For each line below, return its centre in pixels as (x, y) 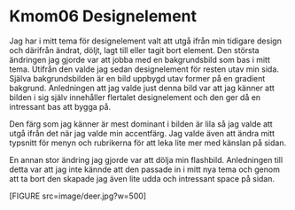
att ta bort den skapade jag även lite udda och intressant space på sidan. (142, 178)
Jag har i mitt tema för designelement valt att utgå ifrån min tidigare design (145, 41)
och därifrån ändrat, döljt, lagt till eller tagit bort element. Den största (134, 50)
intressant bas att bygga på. (60, 106)
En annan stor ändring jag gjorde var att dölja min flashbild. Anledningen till (146, 159)
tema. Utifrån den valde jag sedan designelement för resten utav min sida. (144, 69)
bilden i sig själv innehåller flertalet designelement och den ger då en (135, 97)
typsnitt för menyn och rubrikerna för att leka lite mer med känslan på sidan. (147, 143)
